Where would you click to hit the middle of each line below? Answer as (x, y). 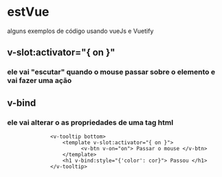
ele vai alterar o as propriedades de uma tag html (90, 122)
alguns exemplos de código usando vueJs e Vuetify (80, 31)
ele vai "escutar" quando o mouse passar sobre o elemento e (111, 72)
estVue (28, 12)
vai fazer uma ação (40, 81)
